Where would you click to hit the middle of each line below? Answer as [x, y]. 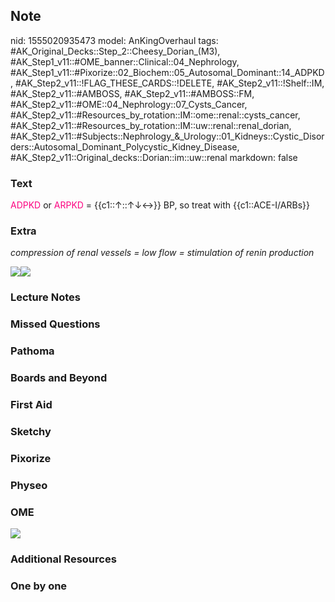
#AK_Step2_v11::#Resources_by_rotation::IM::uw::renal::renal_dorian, [151, 125]
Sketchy [31, 431]
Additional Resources [63, 559]
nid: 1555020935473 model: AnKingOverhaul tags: [114, 40]
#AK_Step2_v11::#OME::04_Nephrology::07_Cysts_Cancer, [129, 104]
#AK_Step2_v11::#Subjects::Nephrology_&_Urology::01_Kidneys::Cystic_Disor [167, 136]
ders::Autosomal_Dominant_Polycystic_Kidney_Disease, [125, 146]
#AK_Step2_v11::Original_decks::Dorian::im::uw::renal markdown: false [154, 157]
